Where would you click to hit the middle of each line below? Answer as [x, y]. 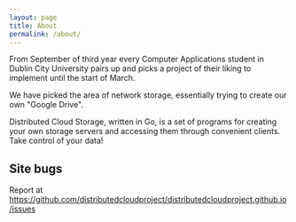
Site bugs [36, 168]
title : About [33, 26]
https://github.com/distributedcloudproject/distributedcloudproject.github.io [148, 200]
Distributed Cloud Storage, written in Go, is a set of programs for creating [143, 122]
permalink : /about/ [45, 34]
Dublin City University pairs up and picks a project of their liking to [130, 68]
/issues [23, 209]
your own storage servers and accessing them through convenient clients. [145, 131]
